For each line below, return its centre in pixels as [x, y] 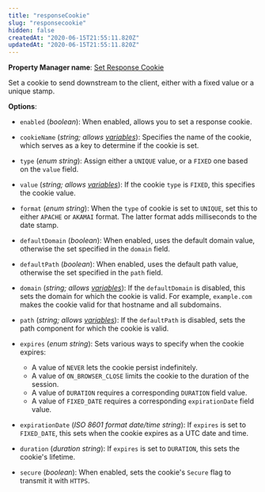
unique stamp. [32, 91]
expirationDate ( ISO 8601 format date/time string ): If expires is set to [133, 425]
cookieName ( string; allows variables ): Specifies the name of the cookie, [135, 137]
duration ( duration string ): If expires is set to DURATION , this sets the [129, 448]
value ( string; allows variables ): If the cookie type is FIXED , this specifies [137, 185]
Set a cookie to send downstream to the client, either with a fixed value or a [131, 83]
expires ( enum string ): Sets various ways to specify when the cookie [132, 344]
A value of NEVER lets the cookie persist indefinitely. [114, 368]
